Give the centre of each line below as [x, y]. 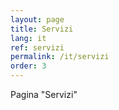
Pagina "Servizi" [44, 94]
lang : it [28, 38]
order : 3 [28, 66]
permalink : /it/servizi [60, 57]
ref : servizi [37, 47]
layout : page [37, 19]
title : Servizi [42, 29]
